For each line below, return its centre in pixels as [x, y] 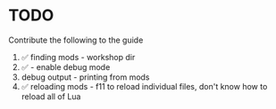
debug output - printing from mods [85, 77]
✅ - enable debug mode [66, 66]
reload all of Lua [51, 96]
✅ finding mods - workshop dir [78, 57]
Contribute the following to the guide [76, 40]
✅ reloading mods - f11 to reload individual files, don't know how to [144, 86]
